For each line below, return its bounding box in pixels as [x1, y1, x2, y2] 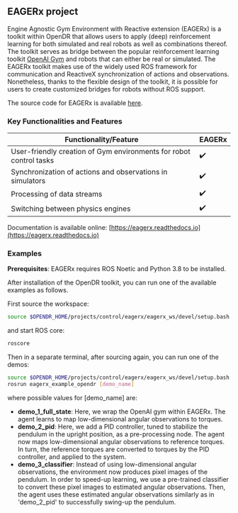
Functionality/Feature [64, 135, 140, 145]
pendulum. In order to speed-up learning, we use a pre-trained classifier [17, 475, 229, 483]
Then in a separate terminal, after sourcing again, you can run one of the [7, 353, 220, 361]
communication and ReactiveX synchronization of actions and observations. [7, 70, 229, 78]
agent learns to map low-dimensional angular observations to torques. [17, 414, 223, 423]
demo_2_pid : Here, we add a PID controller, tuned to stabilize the [17, 422, 208, 431]
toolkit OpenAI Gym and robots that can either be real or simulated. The [7, 55, 216, 63]
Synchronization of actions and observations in [11, 167, 168, 177]
